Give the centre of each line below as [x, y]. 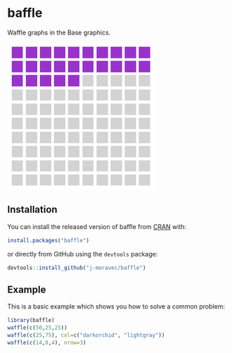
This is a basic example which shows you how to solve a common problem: [116, 306]
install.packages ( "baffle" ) [49, 240]
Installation [32, 210]
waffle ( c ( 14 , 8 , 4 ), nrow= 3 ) [47, 342]
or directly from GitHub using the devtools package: [83, 254]
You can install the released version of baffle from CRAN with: [97, 226]
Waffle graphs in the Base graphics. [59, 32]
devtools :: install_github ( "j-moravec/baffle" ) [77, 268]
